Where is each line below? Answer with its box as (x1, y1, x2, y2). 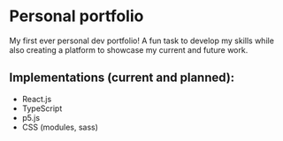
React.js (21, 93, 52, 104)
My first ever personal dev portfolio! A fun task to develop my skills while (9, 35, 274, 46)
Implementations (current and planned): (9, 70, 235, 85)
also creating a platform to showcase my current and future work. (9, 44, 249, 55)
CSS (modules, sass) (21, 122, 99, 132)
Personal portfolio (9, 6, 144, 26)
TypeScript (21, 103, 63, 114)
